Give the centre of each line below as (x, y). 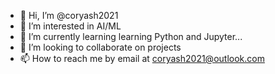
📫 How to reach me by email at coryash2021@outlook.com (142, 58)
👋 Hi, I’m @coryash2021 (69, 15)
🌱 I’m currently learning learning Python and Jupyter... (131, 36)
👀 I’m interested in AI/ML (70, 26)
